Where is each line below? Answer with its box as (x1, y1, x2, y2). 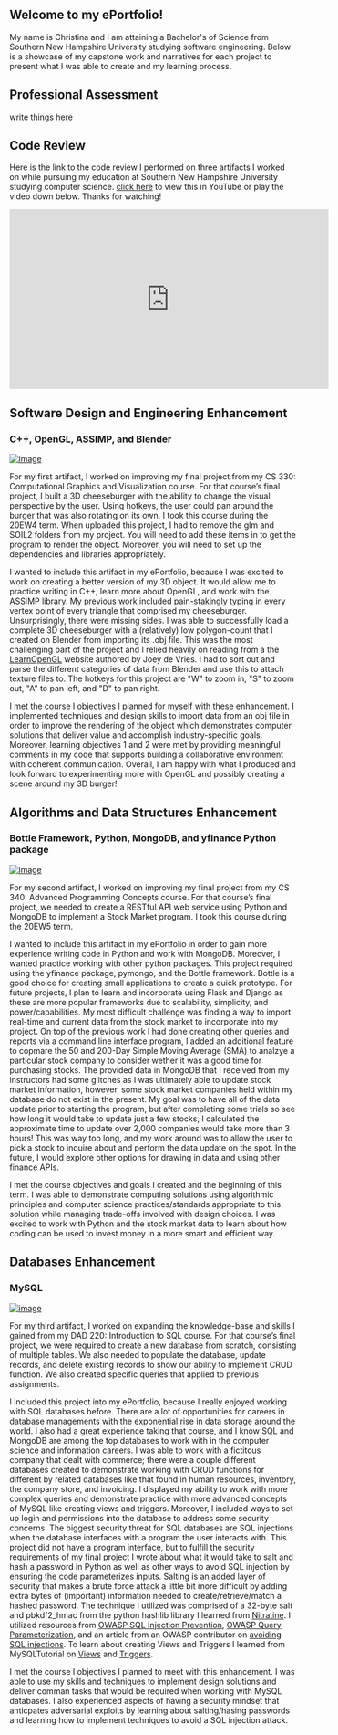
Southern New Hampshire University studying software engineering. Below (9, 41, 292, 52)
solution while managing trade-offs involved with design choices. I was (9, 1208, 276, 1219)
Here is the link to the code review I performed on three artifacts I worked (9, 162, 285, 173)
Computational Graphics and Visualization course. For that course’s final (9, 481, 281, 492)
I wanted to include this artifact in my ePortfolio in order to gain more (9, 938, 267, 949)
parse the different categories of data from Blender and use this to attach (9, 664, 284, 675)
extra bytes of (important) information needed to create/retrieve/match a (9, 1590, 282, 1601)
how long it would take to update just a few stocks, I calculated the (9, 1113, 260, 1124)
